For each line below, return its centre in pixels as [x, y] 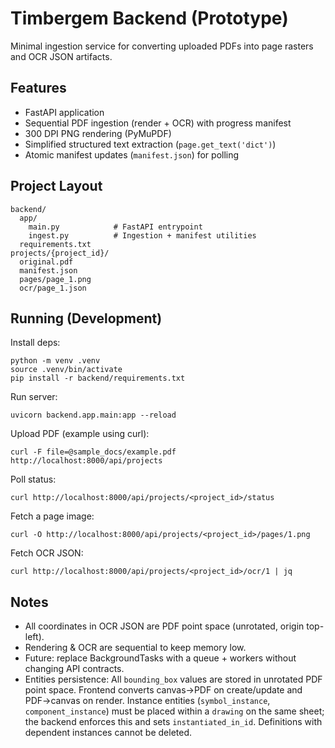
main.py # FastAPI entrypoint [115, 227]
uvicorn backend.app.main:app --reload [93, 415]
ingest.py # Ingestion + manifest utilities [142, 235]
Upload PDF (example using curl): [80, 434]
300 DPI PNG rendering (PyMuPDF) [98, 133]
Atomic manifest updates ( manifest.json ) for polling [132, 154]
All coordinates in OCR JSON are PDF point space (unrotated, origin [164, 626]
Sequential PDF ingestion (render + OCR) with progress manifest [158, 123]
